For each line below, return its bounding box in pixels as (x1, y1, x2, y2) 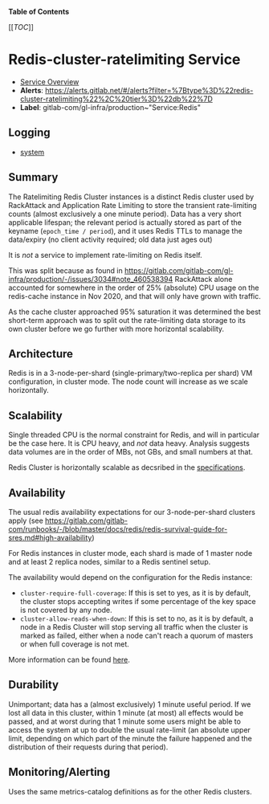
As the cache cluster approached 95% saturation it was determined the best (8, 307, 261, 316)
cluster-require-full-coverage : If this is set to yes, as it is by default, (19, 588, 251, 598)
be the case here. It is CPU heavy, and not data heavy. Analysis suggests (8, 439, 251, 448)
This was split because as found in (8, 265, 123, 275)
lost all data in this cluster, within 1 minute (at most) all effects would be (8, 708, 243, 717)
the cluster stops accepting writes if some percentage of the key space (19, 597, 257, 606)
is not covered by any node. (19, 606, 112, 614)
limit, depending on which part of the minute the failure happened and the (8, 733, 253, 743)
